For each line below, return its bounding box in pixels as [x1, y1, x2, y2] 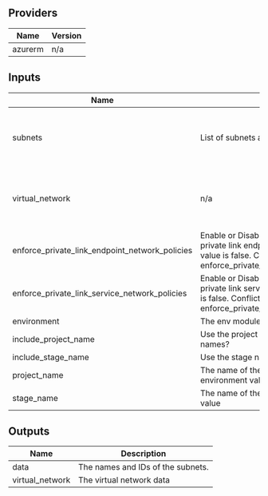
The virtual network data [78, 474, 170, 486]
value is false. [200, 249, 252, 260]
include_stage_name [12, 351, 89, 363]
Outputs [8, 425, 50, 438]
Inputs [8, 71, 41, 85]
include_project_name [12, 333, 96, 344]
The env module [200, 315, 262, 327]
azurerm [12, 43, 44, 54]
